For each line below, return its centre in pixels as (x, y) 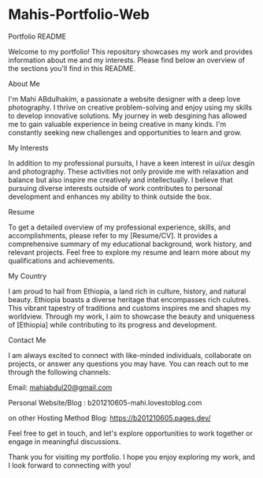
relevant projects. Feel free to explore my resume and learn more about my (130, 252)
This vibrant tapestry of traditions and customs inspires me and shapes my (130, 308)
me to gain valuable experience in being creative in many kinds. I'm (117, 124)
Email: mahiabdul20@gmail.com (60, 387)
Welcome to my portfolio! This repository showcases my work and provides (131, 51)
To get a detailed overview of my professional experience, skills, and (119, 227)
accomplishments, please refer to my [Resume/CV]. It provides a (113, 235)
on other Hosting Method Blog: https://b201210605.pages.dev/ (109, 418)
